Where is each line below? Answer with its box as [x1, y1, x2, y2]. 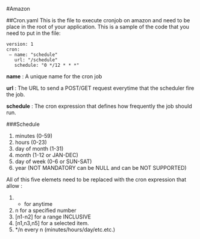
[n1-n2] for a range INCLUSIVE [14, 213, 92, 220]
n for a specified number [14, 207, 77, 214]
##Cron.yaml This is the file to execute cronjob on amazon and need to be [6, 17, 190, 23]
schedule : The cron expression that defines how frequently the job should [6, 102, 192, 110]
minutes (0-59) [14, 132, 53, 139]
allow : [6, 182, 23, 189]
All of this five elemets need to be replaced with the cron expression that [6, 176, 187, 183]
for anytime [23, 200, 53, 207]
